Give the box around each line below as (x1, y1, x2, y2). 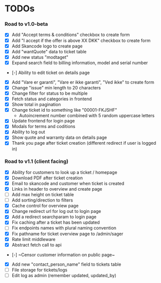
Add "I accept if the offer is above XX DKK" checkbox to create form (11, 38, 151, 43)
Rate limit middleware (11, 236, 56, 242)
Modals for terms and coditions (11, 123, 76, 129)
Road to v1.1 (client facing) (4, 158, 68, 165)
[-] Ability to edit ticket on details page (11, 70, 90, 76)
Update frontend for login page (11, 118, 75, 124)
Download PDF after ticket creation (11, 175, 83, 181)
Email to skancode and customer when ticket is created (11, 180, 125, 186)
